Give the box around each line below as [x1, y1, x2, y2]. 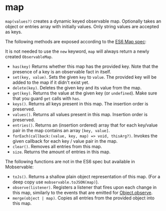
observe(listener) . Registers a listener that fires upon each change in [12, 184, 157, 190]
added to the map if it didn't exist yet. [12, 79, 89, 85]
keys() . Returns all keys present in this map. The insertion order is [12, 100, 148, 107]
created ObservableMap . [5, 53, 53, 59]
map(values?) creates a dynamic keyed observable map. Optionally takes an [5, 18, 161, 24]
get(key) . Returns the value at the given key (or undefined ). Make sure [12, 90, 157, 96]
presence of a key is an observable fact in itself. [12, 68, 111, 74]
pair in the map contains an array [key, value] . [12, 127, 110, 133]
